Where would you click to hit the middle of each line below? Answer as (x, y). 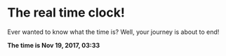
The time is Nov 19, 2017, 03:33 (54, 45)
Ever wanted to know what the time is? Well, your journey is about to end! (113, 32)
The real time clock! (66, 13)
